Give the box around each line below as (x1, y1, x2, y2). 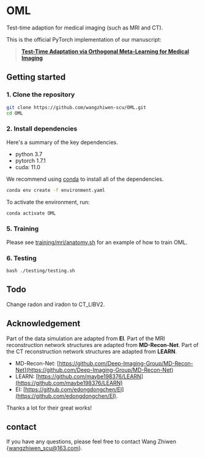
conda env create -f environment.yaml (6, 187, 105, 193)
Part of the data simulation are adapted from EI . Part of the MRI (6, 335, 165, 342)
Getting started (6, 72, 66, 83)
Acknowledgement (6, 318, 81, 329)
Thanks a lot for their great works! (6, 404, 92, 411)
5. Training (6, 224, 39, 233)
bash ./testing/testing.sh (6, 268, 75, 274)
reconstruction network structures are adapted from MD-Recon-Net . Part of (6, 341, 199, 348)
